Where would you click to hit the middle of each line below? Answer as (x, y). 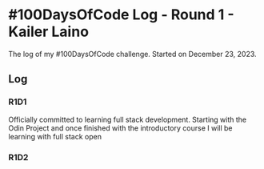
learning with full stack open (55, 136)
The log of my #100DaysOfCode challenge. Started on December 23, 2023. (133, 54)
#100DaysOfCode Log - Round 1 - (121, 15)
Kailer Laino (49, 32)
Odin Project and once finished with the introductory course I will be (120, 128)
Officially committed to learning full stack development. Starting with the (128, 119)
